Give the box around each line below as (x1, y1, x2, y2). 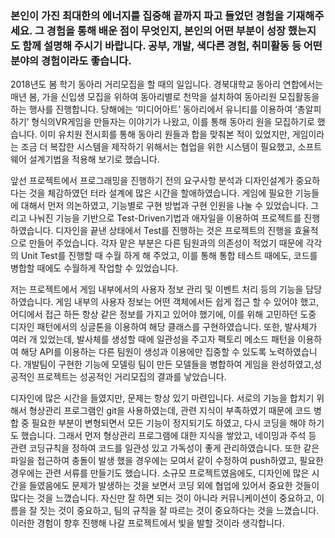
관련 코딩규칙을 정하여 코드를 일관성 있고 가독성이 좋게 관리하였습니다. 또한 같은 (10, 442, 320, 454)
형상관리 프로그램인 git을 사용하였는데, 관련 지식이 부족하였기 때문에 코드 (28, 405, 312, 417)
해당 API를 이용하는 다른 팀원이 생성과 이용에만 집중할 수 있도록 (20, 346, 267, 358)
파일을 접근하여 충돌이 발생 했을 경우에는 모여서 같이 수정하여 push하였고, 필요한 (10, 455, 324, 467)
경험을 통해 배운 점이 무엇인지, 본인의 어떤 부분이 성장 (46, 23, 286, 37)
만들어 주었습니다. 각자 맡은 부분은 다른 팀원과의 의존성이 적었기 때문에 (28, 237, 304, 249)
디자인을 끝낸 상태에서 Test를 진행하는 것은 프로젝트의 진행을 (55, 225, 293, 237)
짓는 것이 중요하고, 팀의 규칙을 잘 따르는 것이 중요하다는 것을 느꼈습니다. (39, 505, 320, 517)
